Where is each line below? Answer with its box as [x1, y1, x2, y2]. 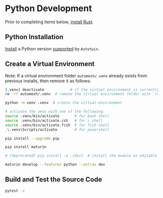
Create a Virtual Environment [5, 60, 95, 68]
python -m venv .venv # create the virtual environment [5, 100, 123, 106]
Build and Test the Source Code [5, 175, 102, 184]
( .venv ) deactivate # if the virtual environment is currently [5, 87, 160, 92]
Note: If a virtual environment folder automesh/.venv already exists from [5, 73, 147, 78]
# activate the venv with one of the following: [5, 109, 105, 114]
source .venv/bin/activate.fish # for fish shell [5, 122, 110, 127]
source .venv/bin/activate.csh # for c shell [5, 118, 103, 123]
